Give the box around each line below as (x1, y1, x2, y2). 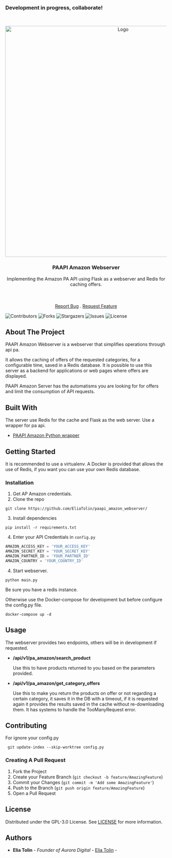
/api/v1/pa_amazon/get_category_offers (12, 680, 100, 686)
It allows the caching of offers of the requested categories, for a (5, 357, 140, 363)
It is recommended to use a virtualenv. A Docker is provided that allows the (5, 461, 164, 467)
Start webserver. (12, 568, 48, 574)
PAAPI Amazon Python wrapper (12, 433, 80, 439)
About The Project (5, 327, 65, 336)
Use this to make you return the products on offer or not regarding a (12, 690, 157, 696)
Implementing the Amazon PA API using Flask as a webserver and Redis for (7, 276, 165, 282)
